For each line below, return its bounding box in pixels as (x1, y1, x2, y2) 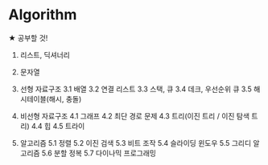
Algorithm (8, 6, 77, 24)
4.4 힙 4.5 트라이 (31, 121, 85, 131)
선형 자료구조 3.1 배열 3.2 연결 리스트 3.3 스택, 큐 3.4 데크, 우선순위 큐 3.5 (19, 84, 252, 94)
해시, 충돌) (48, 94, 82, 103)
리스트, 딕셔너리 (19, 50, 70, 59)
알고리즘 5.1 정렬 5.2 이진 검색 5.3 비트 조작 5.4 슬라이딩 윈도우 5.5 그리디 (19, 138, 252, 147)
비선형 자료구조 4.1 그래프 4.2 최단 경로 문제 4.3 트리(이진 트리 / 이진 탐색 (19, 111, 250, 121)
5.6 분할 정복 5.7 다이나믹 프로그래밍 (41, 148, 157, 158)
